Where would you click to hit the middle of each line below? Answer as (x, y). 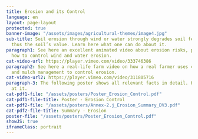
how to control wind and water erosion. (62, 56)
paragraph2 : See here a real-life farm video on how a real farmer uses (97, 67)
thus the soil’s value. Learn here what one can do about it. (89, 45)
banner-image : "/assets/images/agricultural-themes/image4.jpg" (87, 34)
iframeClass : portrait (34, 127)
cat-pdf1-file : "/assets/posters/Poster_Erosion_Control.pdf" (84, 94)
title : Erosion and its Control (46, 12)
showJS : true (22, 122)
